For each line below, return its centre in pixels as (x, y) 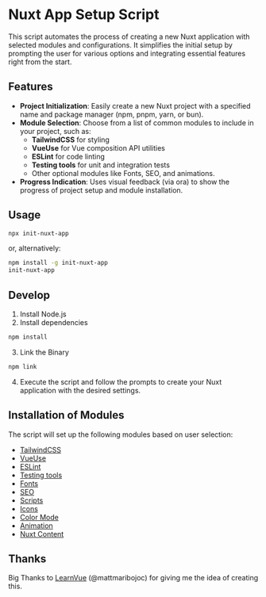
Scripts (31, 500)
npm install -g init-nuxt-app (58, 263)
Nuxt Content (42, 534)
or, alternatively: (35, 248)
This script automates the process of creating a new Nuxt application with (129, 36)
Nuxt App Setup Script (84, 15)
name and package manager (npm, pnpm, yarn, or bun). (112, 114)
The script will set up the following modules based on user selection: (121, 434)
